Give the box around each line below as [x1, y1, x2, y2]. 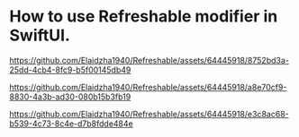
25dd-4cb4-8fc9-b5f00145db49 [9, 64, 131, 75]
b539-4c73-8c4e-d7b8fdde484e [9, 118, 133, 129]
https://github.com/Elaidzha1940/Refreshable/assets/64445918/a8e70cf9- [9, 81, 287, 92]
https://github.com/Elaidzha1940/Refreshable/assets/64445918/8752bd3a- [9, 55, 290, 65]
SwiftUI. [9, 25, 70, 46]
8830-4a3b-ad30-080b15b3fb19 [9, 91, 131, 102]
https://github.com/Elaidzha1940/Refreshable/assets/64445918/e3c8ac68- [9, 108, 290, 119]
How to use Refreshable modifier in [9, 6, 278, 27]
